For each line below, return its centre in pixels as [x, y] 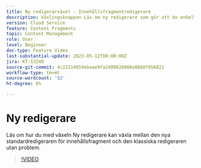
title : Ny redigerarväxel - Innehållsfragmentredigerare [79, 12]
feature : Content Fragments [41, 28]
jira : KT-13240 [25, 61]
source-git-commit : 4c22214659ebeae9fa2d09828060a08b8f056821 [85, 67]
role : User [20, 39]
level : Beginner [26, 45]
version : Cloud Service [36, 23]
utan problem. [23, 147]
